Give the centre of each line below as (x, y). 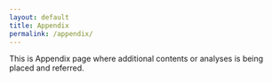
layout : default (39, 17)
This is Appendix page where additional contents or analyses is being (136, 59)
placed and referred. (47, 68)
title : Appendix (39, 26)
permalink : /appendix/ (51, 34)
